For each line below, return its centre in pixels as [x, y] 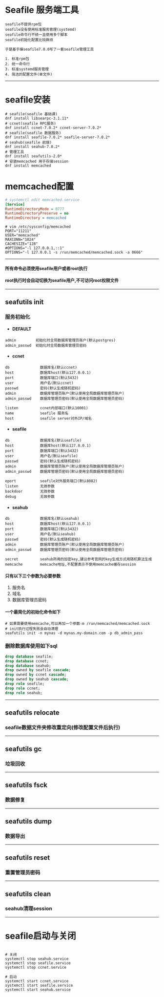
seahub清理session [29, 909]
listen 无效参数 [30, 486]
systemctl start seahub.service [38, 990]
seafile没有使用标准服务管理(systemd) [41, 29]
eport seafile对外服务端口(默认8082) [51, 481]
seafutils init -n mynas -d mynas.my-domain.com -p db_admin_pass [74, 633]
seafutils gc [23, 749]
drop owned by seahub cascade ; [37, 679]
